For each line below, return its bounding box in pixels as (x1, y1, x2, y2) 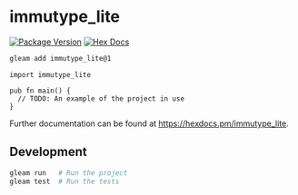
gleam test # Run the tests (9, 177, 120, 186)
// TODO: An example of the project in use (17, 93, 184, 103)
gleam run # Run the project (9, 168, 128, 178)
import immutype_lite (9, 70, 92, 79)
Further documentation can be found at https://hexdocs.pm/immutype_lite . (9, 118, 289, 129)
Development (9, 144, 88, 160)
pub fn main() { (9, 86, 71, 95)
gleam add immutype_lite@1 (9, 54, 112, 63)
